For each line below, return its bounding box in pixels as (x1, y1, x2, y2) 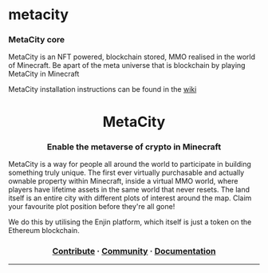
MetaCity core (8, 34, 65, 45)
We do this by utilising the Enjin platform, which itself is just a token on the (8, 217, 252, 227)
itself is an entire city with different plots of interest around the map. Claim (8, 193, 252, 203)
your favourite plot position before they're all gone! (8, 201, 175, 211)
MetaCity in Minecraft (8, 69, 80, 79)
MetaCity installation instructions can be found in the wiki (8, 85, 197, 94)
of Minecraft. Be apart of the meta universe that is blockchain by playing (8, 61, 246, 70)
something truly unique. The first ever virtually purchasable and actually (8, 168, 245, 177)
